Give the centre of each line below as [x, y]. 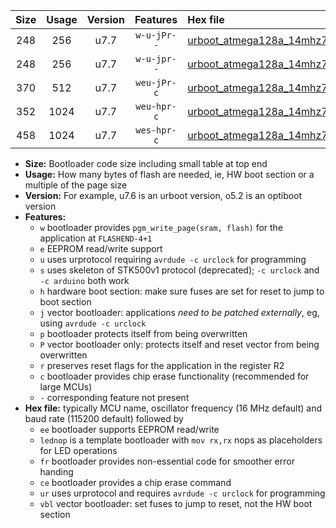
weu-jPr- [156, 82]
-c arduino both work [84, 280]
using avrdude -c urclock [93, 323]
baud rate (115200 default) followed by [104, 418]
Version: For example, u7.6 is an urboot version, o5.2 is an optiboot [163, 195]
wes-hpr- [156, 130]
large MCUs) [66, 387]
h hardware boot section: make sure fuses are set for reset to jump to [182, 291]
